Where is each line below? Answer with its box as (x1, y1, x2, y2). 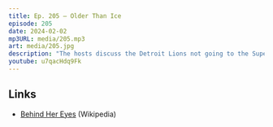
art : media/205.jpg (8, 42, 75, 50)
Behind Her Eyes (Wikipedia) (19, 109, 116, 119)
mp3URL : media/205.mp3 (8, 34, 85, 43)
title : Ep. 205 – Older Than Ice (8, 11, 122, 20)
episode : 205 (8, 20, 53, 28)
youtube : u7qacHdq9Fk (8, 58, 82, 66)
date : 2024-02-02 (8, 27, 67, 35)
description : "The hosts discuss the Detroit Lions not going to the (8, 50, 249, 58)
